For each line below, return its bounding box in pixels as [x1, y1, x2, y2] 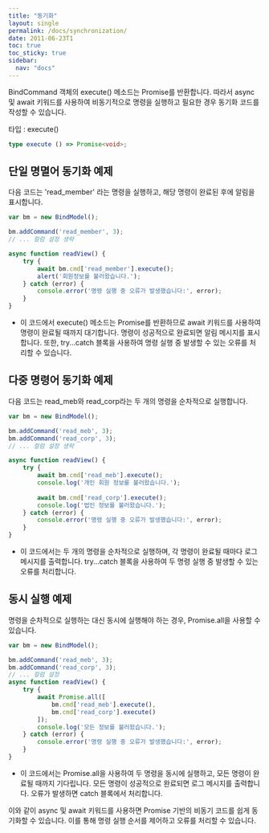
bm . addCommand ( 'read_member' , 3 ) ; [8, 228, 124, 236]
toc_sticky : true [8, 49, 67, 57]
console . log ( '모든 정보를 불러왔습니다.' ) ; [37, 723, 166, 731]
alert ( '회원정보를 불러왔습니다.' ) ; [37, 272, 141, 280]
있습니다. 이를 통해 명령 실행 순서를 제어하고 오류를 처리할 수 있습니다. [38, 815, 257, 825]
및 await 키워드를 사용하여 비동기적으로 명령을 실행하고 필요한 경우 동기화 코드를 [8, 97, 259, 107]
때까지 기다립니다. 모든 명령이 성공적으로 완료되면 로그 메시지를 [35, 778, 233, 788]
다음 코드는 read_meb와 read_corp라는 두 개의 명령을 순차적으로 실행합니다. [8, 396, 248, 406]
